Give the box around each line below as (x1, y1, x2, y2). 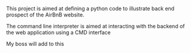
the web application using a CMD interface (6, 29, 111, 36)
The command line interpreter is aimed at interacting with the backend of (6, 23, 185, 29)
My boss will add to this (6, 41, 64, 47)
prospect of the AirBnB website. (6, 11, 84, 18)
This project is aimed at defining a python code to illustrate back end (6, 5, 174, 12)
